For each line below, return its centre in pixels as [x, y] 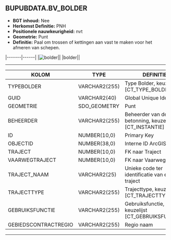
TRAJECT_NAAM [28, 175]
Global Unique [141, 97]
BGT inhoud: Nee [31, 20]
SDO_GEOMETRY [99, 106]
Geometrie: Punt [30, 37]
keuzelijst [136, 210]
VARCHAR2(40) [97, 97]
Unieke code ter [144, 168]
